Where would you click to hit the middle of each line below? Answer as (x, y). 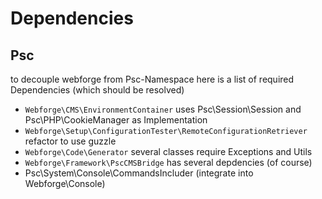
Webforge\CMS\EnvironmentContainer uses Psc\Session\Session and (163, 109)
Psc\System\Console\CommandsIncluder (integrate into (139, 173)
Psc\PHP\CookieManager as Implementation (116, 120)
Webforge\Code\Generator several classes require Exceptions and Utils (168, 151)
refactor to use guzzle (70, 141)
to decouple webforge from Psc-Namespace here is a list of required (152, 79)
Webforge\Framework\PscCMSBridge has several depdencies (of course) (168, 162)
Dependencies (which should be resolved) (97, 90)
